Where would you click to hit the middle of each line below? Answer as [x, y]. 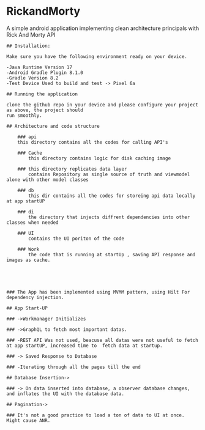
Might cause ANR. [28, 420]
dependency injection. [35, 297]
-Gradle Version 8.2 [33, 78]
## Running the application [42, 94]
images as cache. [28, 260]
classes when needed [33, 222]
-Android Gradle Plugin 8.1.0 [45, 72]
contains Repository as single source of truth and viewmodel [109, 174]
